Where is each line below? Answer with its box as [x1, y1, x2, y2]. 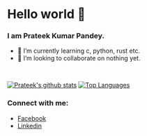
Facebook [17, 114, 47, 122]
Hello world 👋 [7, 6, 86, 22]
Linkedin [17, 121, 42, 130]
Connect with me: [7, 99, 69, 108]
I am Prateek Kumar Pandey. [7, 31, 105, 41]
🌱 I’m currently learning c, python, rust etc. [17, 46, 141, 55]
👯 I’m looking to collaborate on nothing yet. [17, 54, 141, 62]
